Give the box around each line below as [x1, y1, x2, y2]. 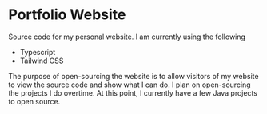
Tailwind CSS [19, 56, 64, 65]
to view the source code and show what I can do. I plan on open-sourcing [8, 80, 251, 89]
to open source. [8, 96, 61, 106]
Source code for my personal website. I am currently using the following [8, 32, 246, 41]
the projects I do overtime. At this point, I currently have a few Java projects [8, 88, 258, 97]
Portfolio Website [8, 6, 126, 24]
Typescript [19, 47, 56, 57]
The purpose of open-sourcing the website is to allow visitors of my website [8, 71, 259, 81]
